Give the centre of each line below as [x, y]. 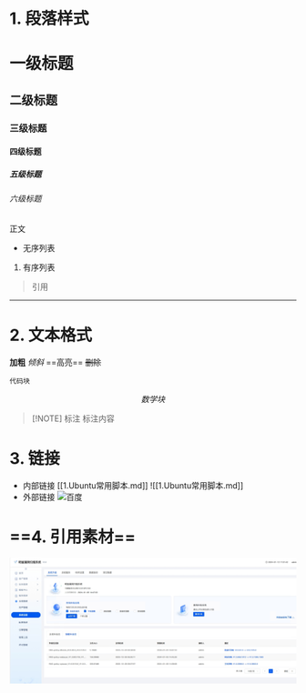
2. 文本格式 [51, 335]
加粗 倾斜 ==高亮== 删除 [56, 362]
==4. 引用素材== [73, 537]
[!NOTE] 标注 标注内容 [73, 418]
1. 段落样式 [49, 19]
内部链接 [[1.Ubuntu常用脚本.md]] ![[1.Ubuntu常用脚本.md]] [133, 485]
